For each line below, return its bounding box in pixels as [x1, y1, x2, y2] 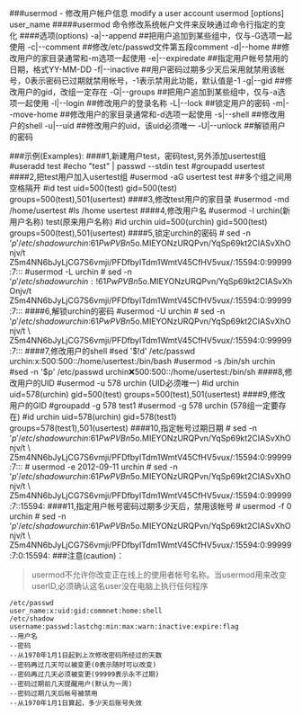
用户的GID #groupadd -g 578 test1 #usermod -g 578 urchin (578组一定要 [9, 400, 279, 411]
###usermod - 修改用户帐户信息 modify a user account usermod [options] [9, 8, 285, 18]
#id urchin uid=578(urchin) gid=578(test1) [22, 412, 177, 422]
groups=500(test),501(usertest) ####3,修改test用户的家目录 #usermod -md [9, 194, 289, 204]
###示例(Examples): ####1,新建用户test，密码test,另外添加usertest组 [9, 151, 267, 161]
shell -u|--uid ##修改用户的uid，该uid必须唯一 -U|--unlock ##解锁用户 [24, 121, 286, 130]
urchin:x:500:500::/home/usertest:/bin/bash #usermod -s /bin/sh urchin [9, 356, 276, 366]
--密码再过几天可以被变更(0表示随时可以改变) [9, 660, 157, 669]
